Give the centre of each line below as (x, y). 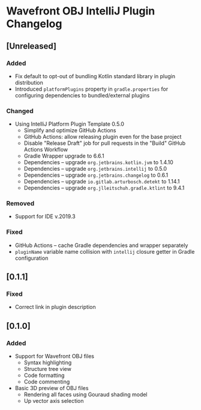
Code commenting (47, 382)
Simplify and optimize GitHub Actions (70, 130)
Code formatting (44, 375)
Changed (20, 111)
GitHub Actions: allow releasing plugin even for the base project (103, 137)
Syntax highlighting (48, 363)
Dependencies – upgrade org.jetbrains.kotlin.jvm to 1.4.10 (99, 162)
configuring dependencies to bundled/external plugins (82, 95)
